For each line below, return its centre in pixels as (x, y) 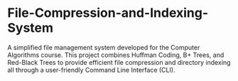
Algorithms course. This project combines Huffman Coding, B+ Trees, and (116, 55)
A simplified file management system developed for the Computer (104, 47)
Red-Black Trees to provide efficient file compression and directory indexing (119, 62)
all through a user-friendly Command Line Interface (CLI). (91, 70)
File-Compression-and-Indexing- (108, 13)
